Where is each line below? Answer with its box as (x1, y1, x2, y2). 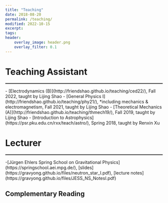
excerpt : (5, 26, 23, 31)
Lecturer (5, 137, 41, 148)
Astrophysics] (65, 114, 94, 120)
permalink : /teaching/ (5, 16, 52, 21)
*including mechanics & (99, 98, 148, 104)
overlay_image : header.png (14, 40, 70, 45)
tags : (5, 30, 16, 35)
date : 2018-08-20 (5, 12, 41, 17)
